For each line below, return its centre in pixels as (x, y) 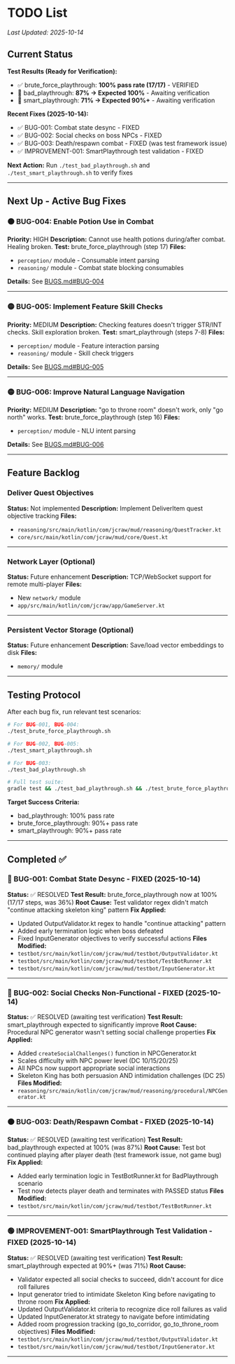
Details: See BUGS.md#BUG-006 (56, 445)
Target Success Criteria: (43, 802)
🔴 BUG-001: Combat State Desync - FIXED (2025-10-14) (104, 879)
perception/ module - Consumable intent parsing (88, 260)
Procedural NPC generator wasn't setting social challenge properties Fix (112, 1032)
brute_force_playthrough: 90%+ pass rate (78, 823)
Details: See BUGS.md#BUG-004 (56, 281)
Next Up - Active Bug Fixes (67, 201)
